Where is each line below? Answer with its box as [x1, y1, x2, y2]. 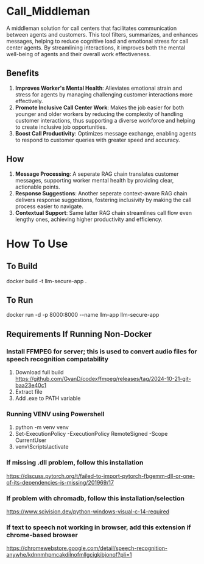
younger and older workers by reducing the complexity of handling [15, 110, 183, 117]
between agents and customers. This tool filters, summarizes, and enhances [6, 31, 199, 38]
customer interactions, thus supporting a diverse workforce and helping [15, 117, 195, 124]
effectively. [15, 97, 43, 104]
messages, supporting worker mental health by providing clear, [15, 176, 174, 184]
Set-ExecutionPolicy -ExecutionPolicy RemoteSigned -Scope [15, 430, 168, 438]
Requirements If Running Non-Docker [6, 328, 152, 339]
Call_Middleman [6, 4, 90, 18]
